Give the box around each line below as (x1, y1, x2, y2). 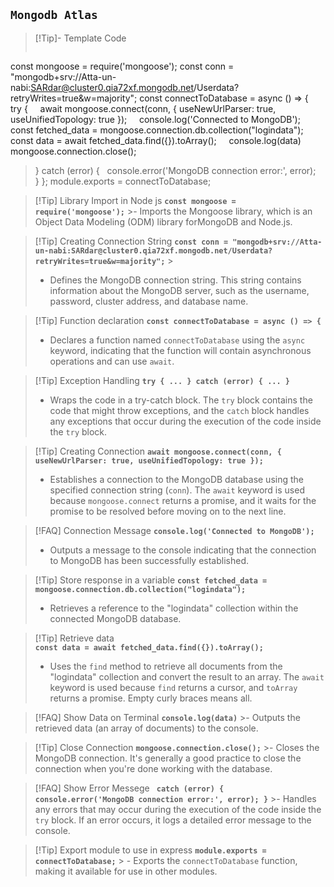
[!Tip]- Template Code (34, 32, 127, 44)
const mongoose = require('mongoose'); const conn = (10, 60, 235, 72)
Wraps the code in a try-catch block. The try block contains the (49, 394, 313, 406)
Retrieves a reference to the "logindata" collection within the (49, 602, 299, 614)
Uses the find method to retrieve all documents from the (49, 660, 283, 672)
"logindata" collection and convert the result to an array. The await (49, 670, 325, 683)
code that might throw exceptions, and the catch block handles (49, 404, 310, 416)
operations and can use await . (49, 355, 175, 367)
